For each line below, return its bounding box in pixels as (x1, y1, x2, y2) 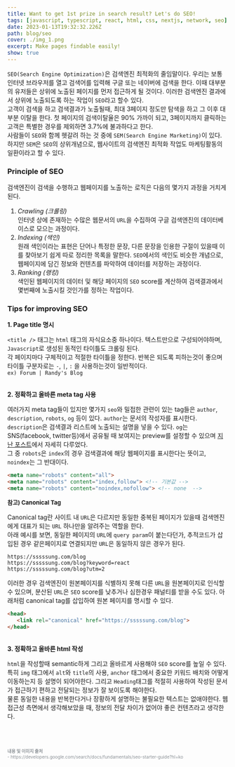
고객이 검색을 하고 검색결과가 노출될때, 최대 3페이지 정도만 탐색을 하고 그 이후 (7, 105, 219, 113)
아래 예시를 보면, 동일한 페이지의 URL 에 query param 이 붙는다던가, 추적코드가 (7, 531, 216, 539)
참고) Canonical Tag (7, 499, 62, 507)
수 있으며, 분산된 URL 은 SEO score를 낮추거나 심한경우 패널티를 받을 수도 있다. (7, 587, 218, 596)
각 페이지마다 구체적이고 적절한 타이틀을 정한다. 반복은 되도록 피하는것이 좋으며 (7, 353, 223, 361)
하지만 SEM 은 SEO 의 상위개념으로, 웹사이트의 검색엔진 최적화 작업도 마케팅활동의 (7, 140, 223, 148)
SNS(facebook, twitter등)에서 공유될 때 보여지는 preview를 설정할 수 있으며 (7, 432, 216, 440)
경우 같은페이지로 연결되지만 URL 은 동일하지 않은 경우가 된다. (20, 540, 185, 548)
